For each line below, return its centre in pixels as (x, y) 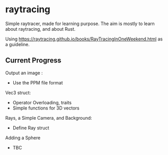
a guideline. (18, 44)
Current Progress (33, 61)
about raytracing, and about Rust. (40, 29)
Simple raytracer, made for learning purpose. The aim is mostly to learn (80, 24)
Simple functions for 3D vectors (46, 108)
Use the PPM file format (38, 82)
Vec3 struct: (18, 93)
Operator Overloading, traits (42, 102)
